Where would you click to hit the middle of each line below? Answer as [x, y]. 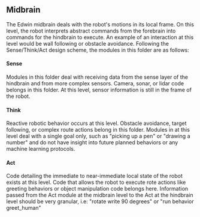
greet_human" [24, 208]
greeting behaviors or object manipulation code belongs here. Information [97, 189]
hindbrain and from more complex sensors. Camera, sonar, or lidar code [95, 84]
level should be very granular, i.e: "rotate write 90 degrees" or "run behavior [100, 201]
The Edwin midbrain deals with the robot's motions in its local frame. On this [100, 24]
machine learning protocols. [41, 149]
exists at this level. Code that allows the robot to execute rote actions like [96, 182]
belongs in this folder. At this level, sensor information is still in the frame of [99, 90]
